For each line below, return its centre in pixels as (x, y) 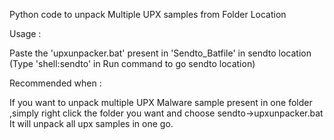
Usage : (25, 33)
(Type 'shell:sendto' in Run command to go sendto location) (132, 63)
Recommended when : (55, 83)
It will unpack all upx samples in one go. (91, 123)
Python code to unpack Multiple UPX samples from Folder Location (148, 14)
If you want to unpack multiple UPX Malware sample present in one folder (161, 102)
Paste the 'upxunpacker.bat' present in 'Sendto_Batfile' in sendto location (160, 53)
